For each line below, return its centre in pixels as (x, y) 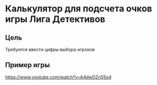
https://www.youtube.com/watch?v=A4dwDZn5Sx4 (58, 77)
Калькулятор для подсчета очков (79, 9)
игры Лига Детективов (55, 19)
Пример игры (27, 65)
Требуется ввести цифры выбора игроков (50, 49)
